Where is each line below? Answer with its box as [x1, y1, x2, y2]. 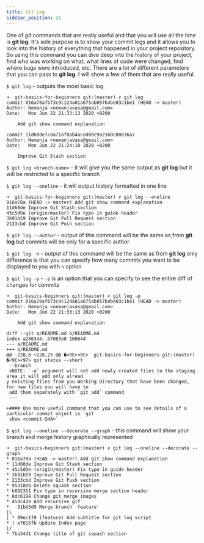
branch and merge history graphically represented [6, 433, 133, 440]
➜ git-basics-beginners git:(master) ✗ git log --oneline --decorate [6, 445, 190, 451]
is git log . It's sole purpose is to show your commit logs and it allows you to [6, 38, 196, 45]
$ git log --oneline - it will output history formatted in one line [6, 182, 167, 190]
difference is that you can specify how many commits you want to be [6, 256, 180, 264]
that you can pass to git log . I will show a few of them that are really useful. [6, 70, 195, 78]
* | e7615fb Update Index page [6, 520, 86, 526]
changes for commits [6, 281, 60, 288]
